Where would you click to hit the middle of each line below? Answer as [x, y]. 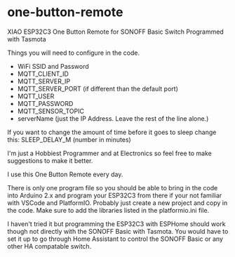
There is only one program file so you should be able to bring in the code [113, 187]
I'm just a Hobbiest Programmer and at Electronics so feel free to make [109, 153]
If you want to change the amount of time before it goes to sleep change [112, 132]
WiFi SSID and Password [53, 66]
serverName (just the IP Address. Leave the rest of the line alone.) [113, 118]
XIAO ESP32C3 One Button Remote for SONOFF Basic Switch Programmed [116, 32]
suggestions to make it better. [50, 160]
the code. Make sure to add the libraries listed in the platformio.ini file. [108, 210]
